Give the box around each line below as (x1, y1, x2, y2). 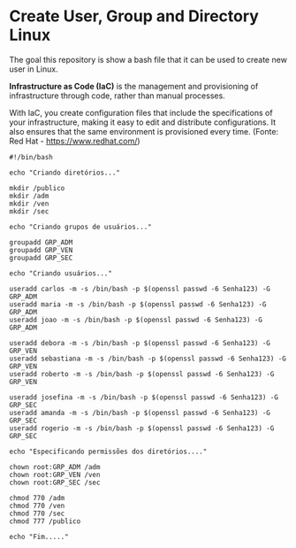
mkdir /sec (9, 206, 49, 216)
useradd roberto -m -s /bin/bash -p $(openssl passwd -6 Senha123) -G (9, 369, 275, 378)
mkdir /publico (9, 183, 65, 192)
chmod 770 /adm (9, 493, 65, 502)
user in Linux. (9, 64, 59, 74)
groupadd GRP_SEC (9, 253, 73, 262)
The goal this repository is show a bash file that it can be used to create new (9, 54, 287, 65)
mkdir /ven (9, 199, 49, 208)
